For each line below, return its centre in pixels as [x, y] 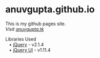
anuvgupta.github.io [50, 9]
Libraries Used [21, 39]
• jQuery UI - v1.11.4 [30, 50]
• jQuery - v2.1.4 [26, 44]
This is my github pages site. [36, 24]
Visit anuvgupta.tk [25, 29]
